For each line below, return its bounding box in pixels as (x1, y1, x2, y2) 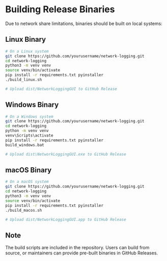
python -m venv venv (5, 128, 49, 134)
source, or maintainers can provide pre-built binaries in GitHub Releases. (5, 250, 158, 256)
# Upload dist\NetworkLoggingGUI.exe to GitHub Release (5, 151, 126, 156)
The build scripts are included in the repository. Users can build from (5, 245, 150, 251)
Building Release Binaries (5, 4, 115, 15)
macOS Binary (5, 166, 52, 174)
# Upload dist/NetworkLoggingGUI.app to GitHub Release (5, 217, 126, 222)
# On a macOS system (5, 179, 49, 185)
